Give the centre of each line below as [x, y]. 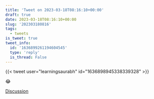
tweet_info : [18, 43]
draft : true [18, 15]
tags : [11, 29]
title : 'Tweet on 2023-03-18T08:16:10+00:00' [54, 10]
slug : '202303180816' [28, 24]
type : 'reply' [25, 52]
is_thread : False [28, 57]
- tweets [19, 34]
